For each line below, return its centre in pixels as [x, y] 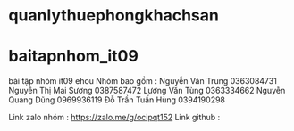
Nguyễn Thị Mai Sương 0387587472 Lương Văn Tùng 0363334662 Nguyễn [147, 91]
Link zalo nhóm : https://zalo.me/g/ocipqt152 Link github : [114, 118]
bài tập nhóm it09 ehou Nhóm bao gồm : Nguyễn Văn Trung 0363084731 [143, 81]
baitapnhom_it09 [74, 57]
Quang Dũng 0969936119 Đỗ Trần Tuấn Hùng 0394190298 [117, 100]
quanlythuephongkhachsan [114, 16]
